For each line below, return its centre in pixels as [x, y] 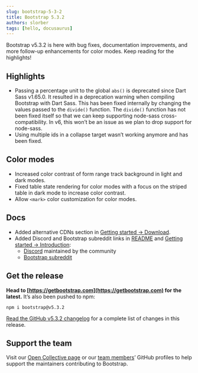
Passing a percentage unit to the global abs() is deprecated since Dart [100, 91]
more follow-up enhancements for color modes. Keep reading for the [90, 52]
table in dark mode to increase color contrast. [70, 193]
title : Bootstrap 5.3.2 [35, 17]
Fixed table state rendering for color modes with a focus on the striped [101, 186]
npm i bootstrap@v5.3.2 [35, 307]
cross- [169, 116]
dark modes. [30, 180]
